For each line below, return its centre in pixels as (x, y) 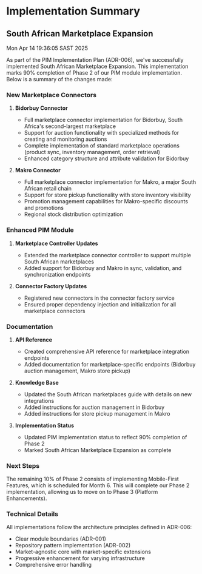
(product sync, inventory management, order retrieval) (92, 152)
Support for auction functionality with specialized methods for (102, 133)
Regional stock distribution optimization (73, 214)
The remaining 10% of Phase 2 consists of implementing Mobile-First (93, 479)
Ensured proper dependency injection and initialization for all (100, 304)
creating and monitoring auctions (66, 139)
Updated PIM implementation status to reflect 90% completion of (106, 437)
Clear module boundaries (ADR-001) (60, 539)
